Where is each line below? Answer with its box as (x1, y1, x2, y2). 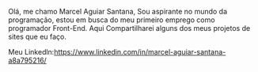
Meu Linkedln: (8, 47, 55, 56)
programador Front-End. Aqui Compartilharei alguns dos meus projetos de (8, 24, 251, 32)
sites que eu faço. (8, 32, 67, 41)
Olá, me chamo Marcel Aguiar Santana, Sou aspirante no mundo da (8, 7, 228, 16)
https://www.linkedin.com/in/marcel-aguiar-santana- (54, 47, 226, 56)
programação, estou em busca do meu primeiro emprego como (8, 15, 215, 25)
